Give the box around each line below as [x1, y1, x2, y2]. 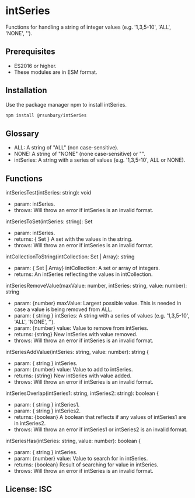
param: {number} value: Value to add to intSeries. [13, 366, 133, 373]
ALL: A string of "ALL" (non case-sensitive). [13, 144, 119, 151]
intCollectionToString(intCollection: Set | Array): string [5, 253, 135, 260]
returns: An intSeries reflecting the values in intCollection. [13, 271, 153, 278]
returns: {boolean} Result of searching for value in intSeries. [13, 461, 159, 468]
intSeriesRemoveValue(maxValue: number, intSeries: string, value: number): [5, 282, 187, 289]
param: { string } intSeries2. [13, 407, 81, 414]
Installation [5, 86, 47, 95]
